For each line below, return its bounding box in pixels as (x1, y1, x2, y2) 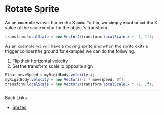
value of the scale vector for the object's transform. (5, 24, 109, 30)
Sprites (12, 104, 27, 111)
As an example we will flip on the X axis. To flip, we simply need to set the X (5, 20, 158, 25)
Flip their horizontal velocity (12, 58, 68, 64)
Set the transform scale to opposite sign (12, 63, 93, 69)
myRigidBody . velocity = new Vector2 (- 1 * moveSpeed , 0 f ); (5, 77, 125, 82)
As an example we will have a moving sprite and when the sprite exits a (5, 43, 148, 49)
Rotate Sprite (5, 3, 60, 15)
